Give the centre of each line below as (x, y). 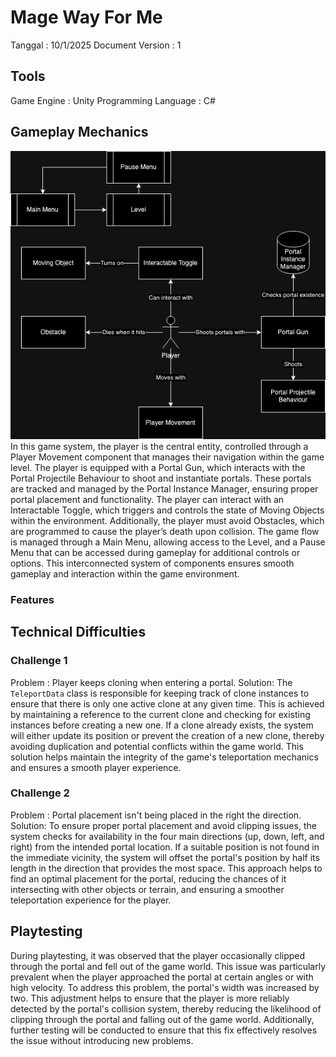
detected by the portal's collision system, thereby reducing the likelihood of (166, 1008)
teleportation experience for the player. (91, 900)
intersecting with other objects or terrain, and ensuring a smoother (147, 889)
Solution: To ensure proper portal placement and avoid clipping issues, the (163, 825)
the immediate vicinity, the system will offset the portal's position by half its (165, 857)
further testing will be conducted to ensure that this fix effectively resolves (164, 1030)
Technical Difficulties (78, 632)
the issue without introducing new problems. (102, 1040)
